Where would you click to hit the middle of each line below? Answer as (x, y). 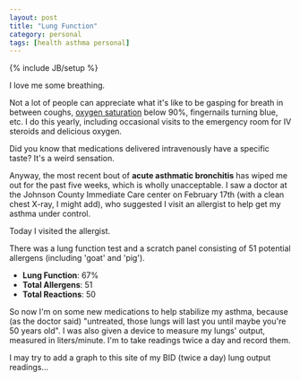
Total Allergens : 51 (57, 285)
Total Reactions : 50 (59, 294)
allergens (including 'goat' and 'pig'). (77, 258)
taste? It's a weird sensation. (62, 159)
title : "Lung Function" (54, 26)
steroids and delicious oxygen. (66, 132)
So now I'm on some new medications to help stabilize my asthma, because (149, 312)
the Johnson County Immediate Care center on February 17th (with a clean (147, 195)
